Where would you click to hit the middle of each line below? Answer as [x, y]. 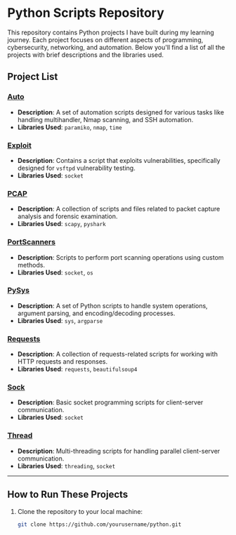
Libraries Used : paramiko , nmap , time [70, 127]
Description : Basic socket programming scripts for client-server [110, 402]
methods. [31, 265]
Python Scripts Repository [86, 13]
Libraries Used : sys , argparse [60, 320]
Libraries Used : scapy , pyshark [62, 224]
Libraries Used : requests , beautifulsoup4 [77, 369]
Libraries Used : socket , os [55, 272]
